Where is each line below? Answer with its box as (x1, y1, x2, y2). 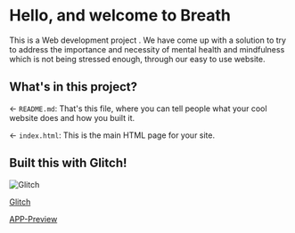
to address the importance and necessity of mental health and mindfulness (9, 44, 285, 54)
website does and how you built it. (9, 112, 135, 123)
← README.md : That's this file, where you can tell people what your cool (9, 103, 267, 114)
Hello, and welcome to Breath (9, 5, 232, 26)
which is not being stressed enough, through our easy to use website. (9, 53, 266, 64)
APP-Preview (9, 213, 58, 224)
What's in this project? (9, 79, 138, 94)
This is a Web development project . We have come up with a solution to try (9, 35, 287, 45)
